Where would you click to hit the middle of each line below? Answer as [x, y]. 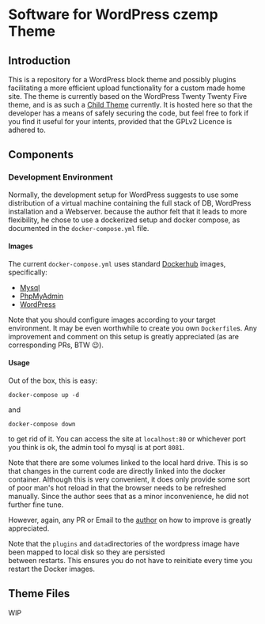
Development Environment [61, 177]
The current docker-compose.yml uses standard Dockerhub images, [117, 263]
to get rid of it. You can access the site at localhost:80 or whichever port [127, 439]
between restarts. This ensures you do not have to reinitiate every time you [131, 561]
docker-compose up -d [44, 395]
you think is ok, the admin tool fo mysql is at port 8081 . [97, 448]
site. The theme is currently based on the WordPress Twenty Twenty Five [128, 96]
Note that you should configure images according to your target [112, 320]
